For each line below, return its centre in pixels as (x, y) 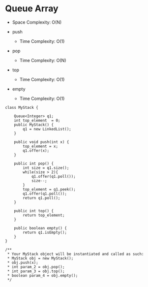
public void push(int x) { (42, 142)
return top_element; (44, 215)
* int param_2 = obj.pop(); (36, 267)
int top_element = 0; (37, 120)
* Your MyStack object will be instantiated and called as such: (75, 254)
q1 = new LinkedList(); (47, 129)
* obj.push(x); (23, 262)
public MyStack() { (34, 125)
